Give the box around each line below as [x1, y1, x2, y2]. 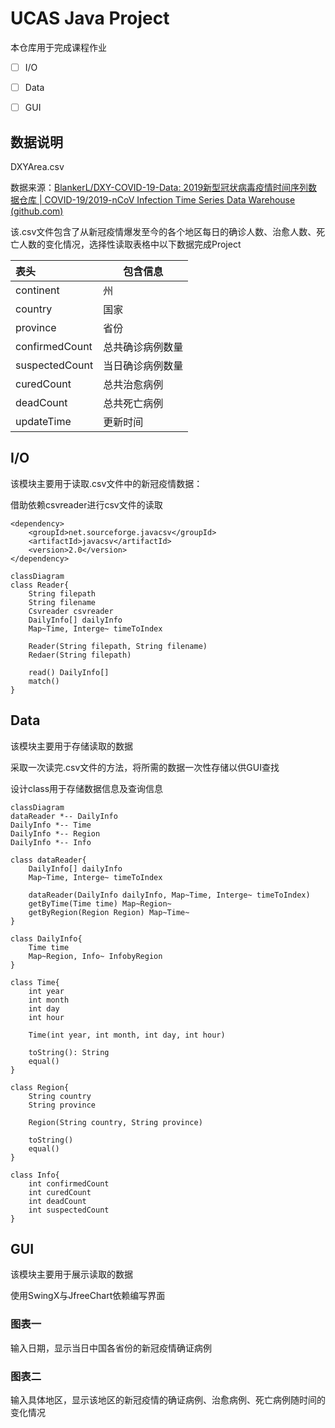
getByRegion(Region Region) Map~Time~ [28, 907, 190, 917]
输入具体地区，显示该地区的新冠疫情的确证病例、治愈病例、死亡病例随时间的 [10, 1393, 326, 1406]
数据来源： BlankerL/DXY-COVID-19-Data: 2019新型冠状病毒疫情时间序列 [10, 181, 309, 193]
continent [15, 283, 60, 297]
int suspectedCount [28, 1205, 110, 1215]
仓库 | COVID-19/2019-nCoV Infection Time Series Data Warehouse [18, 193, 296, 206]
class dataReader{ [10, 855, 87, 865]
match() [28, 676, 60, 686]
